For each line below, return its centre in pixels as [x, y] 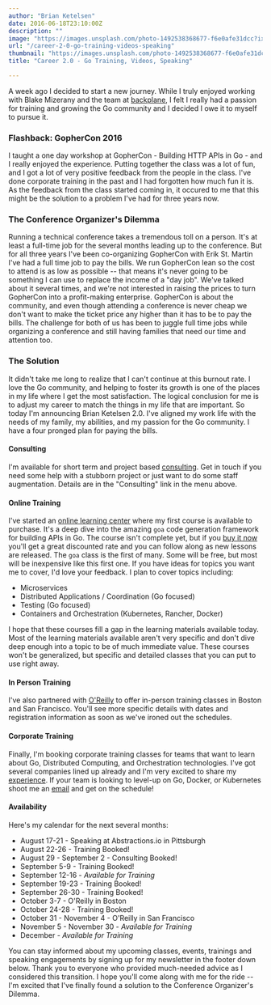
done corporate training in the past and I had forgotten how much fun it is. [131, 181]
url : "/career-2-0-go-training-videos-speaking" [92, 46]
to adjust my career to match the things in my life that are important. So [127, 405]
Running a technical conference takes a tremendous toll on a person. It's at [133, 237]
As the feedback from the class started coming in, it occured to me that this [134, 190]
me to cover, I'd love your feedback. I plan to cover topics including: [121, 572]
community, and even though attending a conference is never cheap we [128, 306]
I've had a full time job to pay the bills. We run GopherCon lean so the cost [132, 263]
